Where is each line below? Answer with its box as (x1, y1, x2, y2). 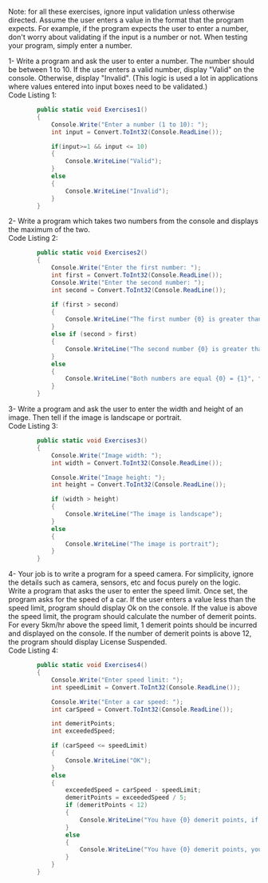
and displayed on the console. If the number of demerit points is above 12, (8, 629, 252, 638)
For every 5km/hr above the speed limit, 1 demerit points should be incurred (8, 620, 258, 630)
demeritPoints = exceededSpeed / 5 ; (65, 793, 187, 802)
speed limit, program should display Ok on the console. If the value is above (8, 603, 258, 613)
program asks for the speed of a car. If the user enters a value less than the (8, 595, 256, 605)
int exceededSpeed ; (50, 727, 116, 735)
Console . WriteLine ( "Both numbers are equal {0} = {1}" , (65, 375, 255, 383)
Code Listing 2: (8, 234, 58, 243)
